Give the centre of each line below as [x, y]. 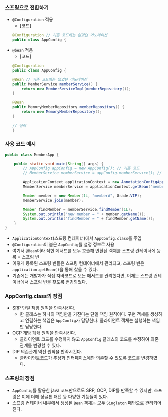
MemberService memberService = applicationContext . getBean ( [87, 187]
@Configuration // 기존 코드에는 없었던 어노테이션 [60, 35]
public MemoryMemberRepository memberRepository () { [68, 107]
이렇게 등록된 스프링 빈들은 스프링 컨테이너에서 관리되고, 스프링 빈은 [78, 263]
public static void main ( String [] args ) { [59, 164]
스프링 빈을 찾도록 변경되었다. [58, 282]
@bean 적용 [23, 50]
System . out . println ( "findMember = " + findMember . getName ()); [89, 219]
